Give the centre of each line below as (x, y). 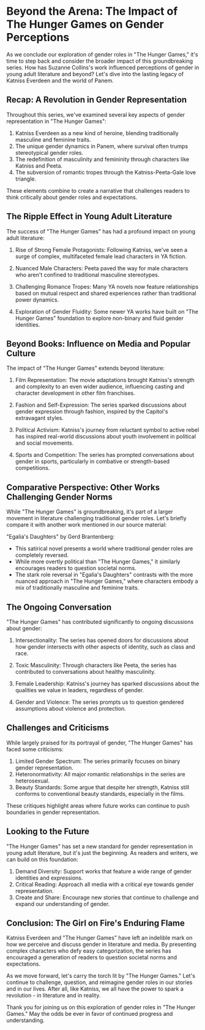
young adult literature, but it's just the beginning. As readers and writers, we (102, 852)
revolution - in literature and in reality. (54, 996)
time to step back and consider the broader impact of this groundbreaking (100, 61)
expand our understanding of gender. (62, 903)
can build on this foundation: (42, 859)
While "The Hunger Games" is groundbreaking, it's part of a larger (90, 512)
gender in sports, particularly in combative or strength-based (92, 461)
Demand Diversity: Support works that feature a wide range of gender (103, 871)
